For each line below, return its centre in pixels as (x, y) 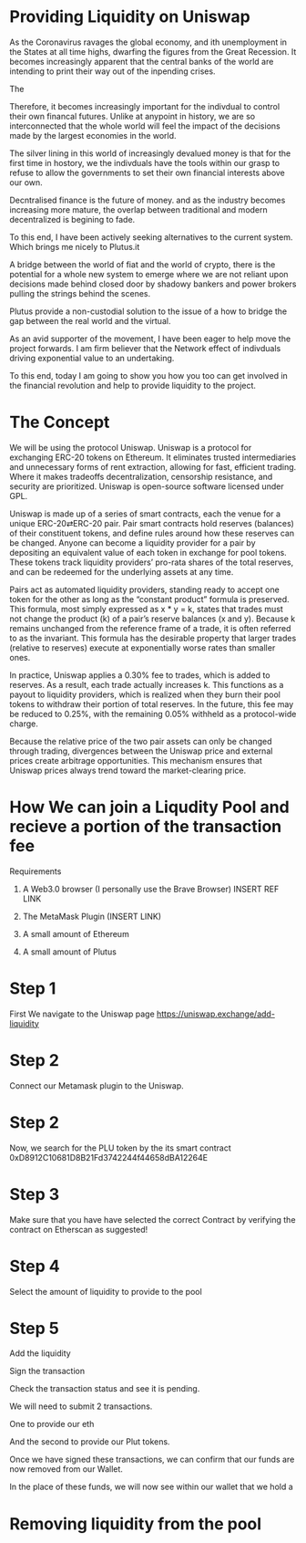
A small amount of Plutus (69, 952)
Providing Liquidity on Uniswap (130, 17)
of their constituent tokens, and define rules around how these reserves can (152, 533)
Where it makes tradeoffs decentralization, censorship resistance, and (141, 476)
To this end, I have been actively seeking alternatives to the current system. (151, 237)
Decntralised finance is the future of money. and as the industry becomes (148, 200)
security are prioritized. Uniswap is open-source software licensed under (147, 486)
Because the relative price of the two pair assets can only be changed (141, 741)
